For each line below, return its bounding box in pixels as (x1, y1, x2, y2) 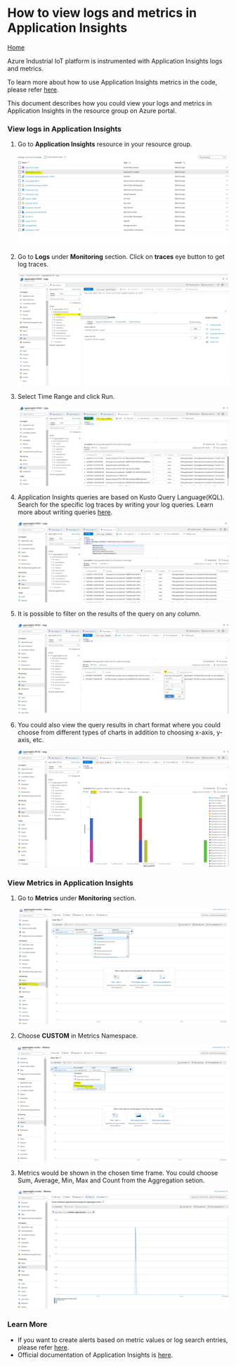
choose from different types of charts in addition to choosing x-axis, (17, 728, 216, 736)
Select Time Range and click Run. (17, 392, 115, 401)
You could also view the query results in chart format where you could (17, 721, 221, 729)
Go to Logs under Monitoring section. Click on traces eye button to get (17, 253, 225, 261)
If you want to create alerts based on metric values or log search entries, (17, 1335, 228, 1344)
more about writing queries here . (17, 508, 113, 516)
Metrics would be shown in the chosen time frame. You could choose (17, 1169, 218, 1177)
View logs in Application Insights (7, 124, 122, 134)
